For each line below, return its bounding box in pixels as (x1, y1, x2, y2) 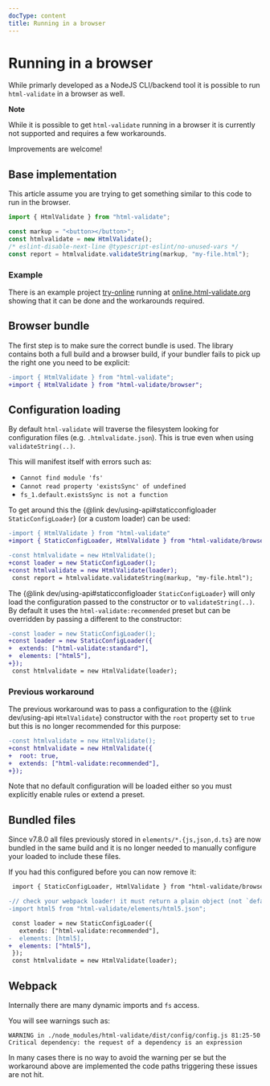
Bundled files (8, 813, 76, 827)
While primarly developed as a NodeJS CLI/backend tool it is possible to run (8, 80, 260, 90)
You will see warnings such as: (8, 1015, 111, 1026)
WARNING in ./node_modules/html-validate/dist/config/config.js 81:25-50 (8, 1031, 261, 1039)
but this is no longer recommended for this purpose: (8, 722, 181, 731)
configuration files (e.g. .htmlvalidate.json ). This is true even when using (8, 433, 254, 442)
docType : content (8, 11, 67, 20)
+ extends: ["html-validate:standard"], (8, 644, 149, 652)
